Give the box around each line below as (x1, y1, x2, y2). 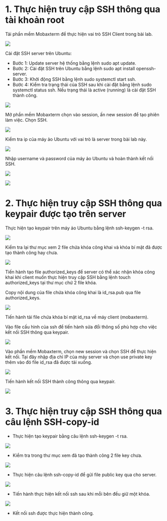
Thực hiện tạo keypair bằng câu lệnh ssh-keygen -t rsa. (12, 433, 128, 439)
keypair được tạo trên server (5, 208, 126, 220)
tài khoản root (5, 14, 64, 26)
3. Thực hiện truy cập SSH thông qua (5, 406, 162, 417)
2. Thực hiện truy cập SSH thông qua (5, 198, 162, 209)
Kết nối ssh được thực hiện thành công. (12, 510, 94, 516)
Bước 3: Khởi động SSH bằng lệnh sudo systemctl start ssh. (12, 76, 136, 82)
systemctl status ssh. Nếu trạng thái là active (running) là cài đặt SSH (12, 87, 156, 93)
